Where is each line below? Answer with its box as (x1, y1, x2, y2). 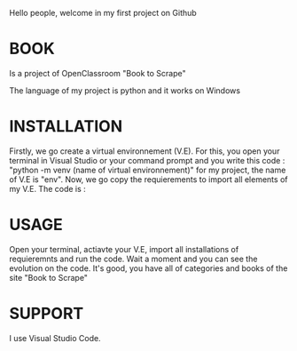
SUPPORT (9, 304, 84, 323)
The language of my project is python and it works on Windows (9, 84, 241, 96)
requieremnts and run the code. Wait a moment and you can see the (9, 253, 258, 264)
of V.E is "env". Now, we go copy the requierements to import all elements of (9, 173, 288, 185)
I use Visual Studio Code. (9, 332, 101, 343)
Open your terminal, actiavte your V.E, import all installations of (9, 243, 239, 254)
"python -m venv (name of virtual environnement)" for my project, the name (9, 164, 286, 175)
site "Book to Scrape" (9, 272, 89, 283)
